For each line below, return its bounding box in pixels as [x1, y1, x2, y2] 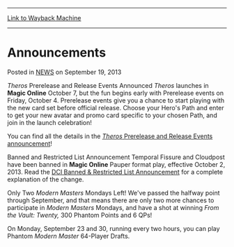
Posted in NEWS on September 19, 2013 [7, 68, 122, 76]
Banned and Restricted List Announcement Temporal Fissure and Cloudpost [7, 153, 225, 161]
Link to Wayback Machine [7, 14, 81, 22]
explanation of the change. [7, 175, 84, 184]
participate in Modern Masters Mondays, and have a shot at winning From [7, 203, 219, 211]
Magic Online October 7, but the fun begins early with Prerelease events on [7, 89, 224, 97]
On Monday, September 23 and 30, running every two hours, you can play [7, 224, 221, 232]
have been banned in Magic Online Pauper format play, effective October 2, [7, 160, 226, 168]
